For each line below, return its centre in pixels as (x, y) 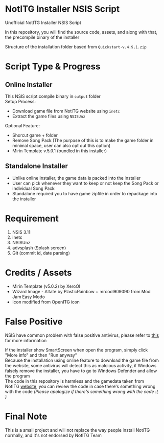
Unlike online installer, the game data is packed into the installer (76, 178)
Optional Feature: (23, 125)
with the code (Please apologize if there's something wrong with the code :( (82, 391)
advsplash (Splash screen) (39, 248)
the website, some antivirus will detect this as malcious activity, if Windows (81, 365)
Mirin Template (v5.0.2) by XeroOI (46, 286)
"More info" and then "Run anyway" (41, 355)
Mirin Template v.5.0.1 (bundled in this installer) (59, 151)
